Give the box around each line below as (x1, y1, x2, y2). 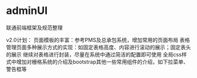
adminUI (6, 4, 48, 17)
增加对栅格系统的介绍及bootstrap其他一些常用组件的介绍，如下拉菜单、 (16, 58, 189, 65)
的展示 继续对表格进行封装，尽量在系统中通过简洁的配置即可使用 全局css (6, 51, 182, 58)
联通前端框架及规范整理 (6, 24, 63, 31)
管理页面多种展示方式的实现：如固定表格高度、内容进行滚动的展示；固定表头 (6, 44, 191, 51)
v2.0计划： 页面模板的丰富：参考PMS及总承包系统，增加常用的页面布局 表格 (6, 36, 191, 43)
